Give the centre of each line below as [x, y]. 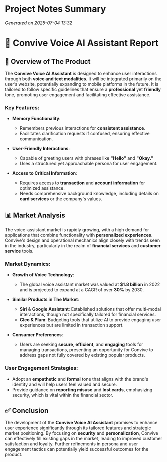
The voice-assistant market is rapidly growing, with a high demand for [77, 230]
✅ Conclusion [27, 411]
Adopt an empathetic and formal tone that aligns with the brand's [80, 379]
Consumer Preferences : [38, 335]
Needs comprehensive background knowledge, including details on [89, 194]
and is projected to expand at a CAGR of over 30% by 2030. [82, 290]
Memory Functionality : [36, 119]
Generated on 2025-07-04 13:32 [39, 23]
